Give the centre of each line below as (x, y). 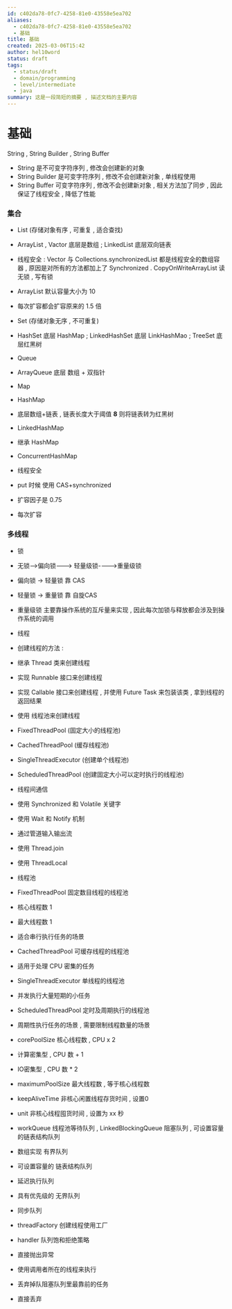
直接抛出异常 (35, 1254)
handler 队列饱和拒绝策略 (53, 1240)
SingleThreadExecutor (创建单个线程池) (73, 759)
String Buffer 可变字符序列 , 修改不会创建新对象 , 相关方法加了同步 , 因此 (120, 185)
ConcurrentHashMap (47, 456)
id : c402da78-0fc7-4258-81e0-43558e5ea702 (69, 14)
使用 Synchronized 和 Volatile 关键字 (69, 804)
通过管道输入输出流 (45, 833)
